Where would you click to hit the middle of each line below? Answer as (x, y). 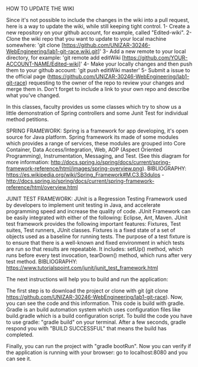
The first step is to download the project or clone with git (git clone (87, 291)
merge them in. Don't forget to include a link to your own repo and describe (98, 89)
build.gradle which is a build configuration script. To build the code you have (99, 316)
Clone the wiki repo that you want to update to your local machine (86, 39)
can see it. (19, 359)
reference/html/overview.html (42, 187)
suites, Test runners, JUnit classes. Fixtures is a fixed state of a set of (91, 230)
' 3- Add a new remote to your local (143, 51)
